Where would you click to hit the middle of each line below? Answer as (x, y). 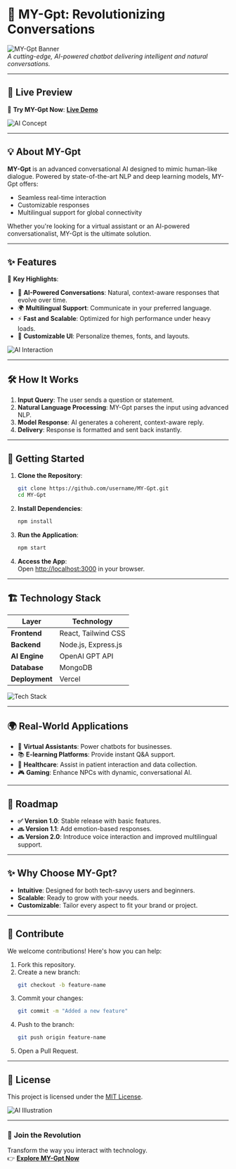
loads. (26, 329)
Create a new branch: (49, 972)
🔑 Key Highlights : (33, 279)
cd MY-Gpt (32, 495)
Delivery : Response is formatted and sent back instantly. (100, 430)
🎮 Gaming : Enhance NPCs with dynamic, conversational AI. (104, 773)
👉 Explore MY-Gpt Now (43, 1158)
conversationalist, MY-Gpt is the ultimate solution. (79, 233)
